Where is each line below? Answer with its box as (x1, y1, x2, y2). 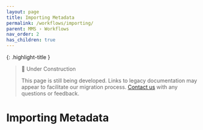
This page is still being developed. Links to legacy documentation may (21, 77, 198, 84)
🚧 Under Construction (21, 65, 76, 73)
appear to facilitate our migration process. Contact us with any (21, 83, 178, 91)
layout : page (6, 8, 40, 15)
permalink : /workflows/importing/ (6, 20, 94, 26)
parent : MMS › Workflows (6, 25, 69, 32)
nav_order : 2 (6, 31, 40, 37)
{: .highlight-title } (6, 54, 50, 60)
